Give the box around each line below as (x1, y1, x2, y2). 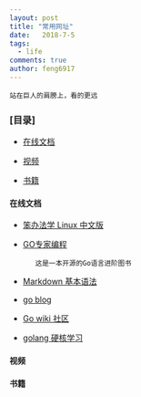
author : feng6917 (9, 65, 76, 74)
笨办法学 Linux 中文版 (22, 220, 105, 231)
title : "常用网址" (9, 22, 75, 31)
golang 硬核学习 (22, 332, 84, 343)
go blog (22, 294, 52, 306)
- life (17, 47, 43, 57)
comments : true (9, 56, 67, 65)
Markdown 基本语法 (22, 276, 97, 287)
